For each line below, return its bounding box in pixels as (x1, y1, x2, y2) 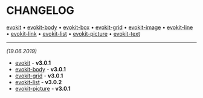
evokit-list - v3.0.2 (14, 78, 62, 85)
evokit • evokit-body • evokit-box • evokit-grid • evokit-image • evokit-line (6, 24, 193, 31)
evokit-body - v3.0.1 (14, 65, 66, 73)
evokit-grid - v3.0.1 (14, 72, 63, 79)
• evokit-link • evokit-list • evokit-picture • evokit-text (6, 30, 141, 37)
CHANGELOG (6, 4, 74, 18)
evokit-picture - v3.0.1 (14, 85, 71, 92)
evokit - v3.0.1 (14, 59, 51, 67)
